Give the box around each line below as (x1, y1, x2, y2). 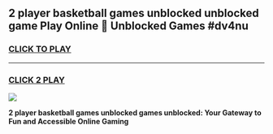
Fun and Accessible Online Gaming (8, 116, 129, 126)
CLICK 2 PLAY (8, 74, 65, 85)
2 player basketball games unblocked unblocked (8, 6, 259, 20)
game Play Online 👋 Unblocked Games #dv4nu (8, 19, 249, 33)
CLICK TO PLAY (8, 44, 71, 55)
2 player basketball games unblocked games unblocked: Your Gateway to (8, 107, 262, 117)
